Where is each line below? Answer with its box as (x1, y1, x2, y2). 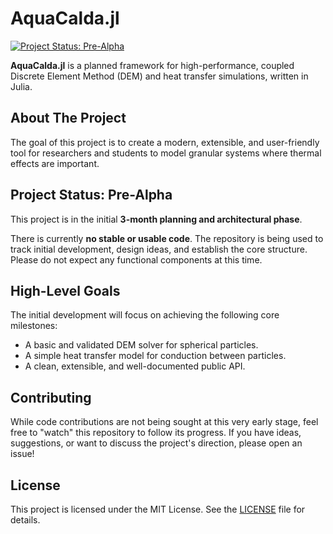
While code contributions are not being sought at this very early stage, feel (10, 416, 319, 428)
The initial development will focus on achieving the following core (10, 309, 280, 321)
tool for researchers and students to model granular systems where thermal (10, 147, 322, 159)
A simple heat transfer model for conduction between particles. (24, 350, 287, 362)
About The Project (10, 110, 127, 127)
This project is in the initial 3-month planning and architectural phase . (10, 213, 303, 225)
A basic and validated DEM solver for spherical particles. (24, 339, 259, 351)
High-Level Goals (10, 282, 121, 299)
